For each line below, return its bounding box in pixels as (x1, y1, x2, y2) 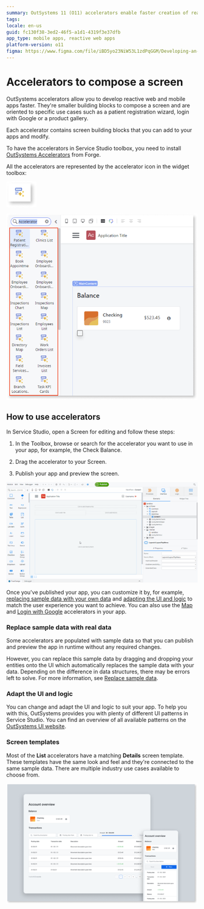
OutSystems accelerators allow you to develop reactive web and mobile (6, 95, 186, 103)
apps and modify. (6, 132, 50, 140)
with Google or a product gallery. (6, 114, 89, 121)
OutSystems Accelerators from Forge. (6, 151, 101, 158)
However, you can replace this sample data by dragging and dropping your (6, 655, 194, 662)
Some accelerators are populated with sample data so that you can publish (6, 637, 194, 644)
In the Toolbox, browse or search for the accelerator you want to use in (15, 440, 193, 447)
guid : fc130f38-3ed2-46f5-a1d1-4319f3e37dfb (6, 29, 121, 35)
